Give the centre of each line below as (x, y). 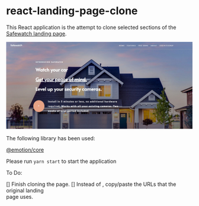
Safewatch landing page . (36, 33)
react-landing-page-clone (72, 11)
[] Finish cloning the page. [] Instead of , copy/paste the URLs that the (91, 184)
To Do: (14, 172)
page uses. (20, 197)
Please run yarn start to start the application (61, 161)
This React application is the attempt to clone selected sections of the (91, 27)
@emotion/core (25, 150)
